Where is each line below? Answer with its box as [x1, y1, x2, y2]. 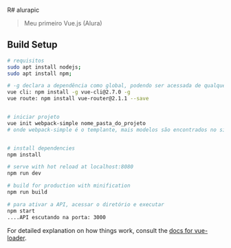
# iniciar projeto [7, 113, 60, 121]
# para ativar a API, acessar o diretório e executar [7, 201, 165, 208]
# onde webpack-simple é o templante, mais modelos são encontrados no [7, 126, 217, 133]
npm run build [7, 189, 48, 196]
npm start [7, 207, 36, 214]
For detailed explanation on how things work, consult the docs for [7, 226, 193, 234]
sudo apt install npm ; [7, 70, 72, 77]
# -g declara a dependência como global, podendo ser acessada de [7, 82, 201, 89]
